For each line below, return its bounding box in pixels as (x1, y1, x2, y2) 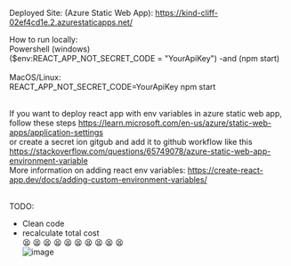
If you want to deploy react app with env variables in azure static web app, (9, 109, 283, 118)
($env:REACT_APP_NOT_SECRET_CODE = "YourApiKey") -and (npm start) (9, 53, 280, 63)
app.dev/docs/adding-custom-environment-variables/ (9, 174, 207, 185)
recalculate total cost (21, 228, 100, 238)
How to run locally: (9, 35, 78, 44)
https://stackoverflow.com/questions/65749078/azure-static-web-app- (9, 146, 271, 157)
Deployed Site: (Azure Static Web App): (9, 8, 154, 18)
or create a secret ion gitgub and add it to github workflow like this (9, 137, 253, 147)
